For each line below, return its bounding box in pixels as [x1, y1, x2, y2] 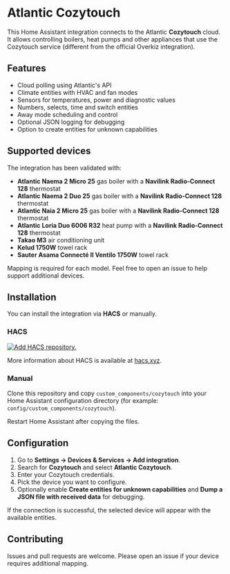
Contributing [7, 533, 64, 545]
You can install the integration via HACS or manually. [7, 310, 157, 318]
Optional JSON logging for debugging [17, 118, 125, 126]
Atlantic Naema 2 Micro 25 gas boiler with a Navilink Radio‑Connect [17, 177, 215, 185]
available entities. [7, 513, 57, 521]
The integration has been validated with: [7, 163, 122, 172]
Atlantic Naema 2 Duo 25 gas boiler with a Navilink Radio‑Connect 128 [17, 192, 222, 200]
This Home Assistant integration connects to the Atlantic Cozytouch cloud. [7, 28, 221, 36]
